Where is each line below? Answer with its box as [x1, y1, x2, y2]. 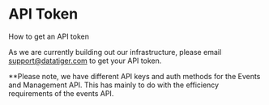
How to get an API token [8, 31, 89, 41]
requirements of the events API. [8, 88, 114, 98]
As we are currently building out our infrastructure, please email [8, 47, 222, 57]
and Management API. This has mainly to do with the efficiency [8, 80, 220, 90]
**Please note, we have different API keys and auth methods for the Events [8, 71, 261, 81]
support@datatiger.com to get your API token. [8, 56, 162, 65]
